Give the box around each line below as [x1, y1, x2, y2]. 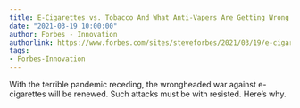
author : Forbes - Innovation [9, 29, 118, 38]
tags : [9, 46, 29, 55]
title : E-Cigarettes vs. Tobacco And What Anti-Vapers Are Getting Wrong [9, 12, 290, 22]
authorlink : [9, 37, 54, 47]
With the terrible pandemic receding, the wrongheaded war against [9, 79, 257, 89]
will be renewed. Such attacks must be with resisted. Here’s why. [47, 88, 287, 99]
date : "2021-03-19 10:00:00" [9, 21, 118, 30]
